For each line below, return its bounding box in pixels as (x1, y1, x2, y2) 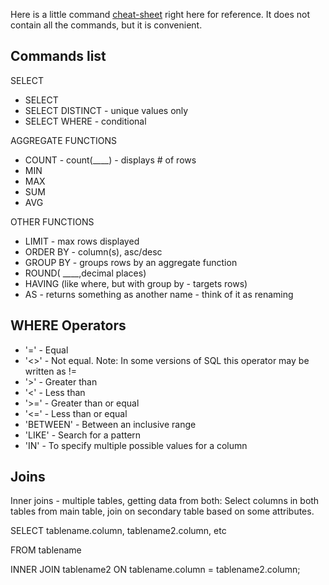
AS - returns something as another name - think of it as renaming (24, 288, 294, 300)
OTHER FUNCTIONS (10, 215, 95, 228)
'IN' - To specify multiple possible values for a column (24, 439, 248, 451)
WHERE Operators (10, 317, 127, 334)
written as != (24, 365, 77, 377)
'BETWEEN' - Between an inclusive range (24, 418, 197, 430)
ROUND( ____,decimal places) (24, 267, 147, 279)
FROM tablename (10, 544, 82, 556)
